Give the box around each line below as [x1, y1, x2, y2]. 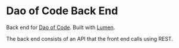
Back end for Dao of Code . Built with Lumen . [6, 24, 115, 31]
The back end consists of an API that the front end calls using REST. [6, 35, 174, 42]
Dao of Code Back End [6, 4, 118, 18]
